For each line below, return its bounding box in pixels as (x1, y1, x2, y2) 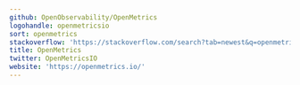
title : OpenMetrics (9, 46, 82, 55)
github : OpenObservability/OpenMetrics (9, 12, 158, 22)
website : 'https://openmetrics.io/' (9, 63, 146, 72)
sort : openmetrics (9, 29, 78, 38)
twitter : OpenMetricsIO (9, 54, 98, 63)
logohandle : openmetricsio (9, 21, 110, 30)
